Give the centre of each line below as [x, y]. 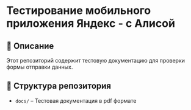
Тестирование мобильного [79, 11]
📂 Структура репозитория [59, 86]
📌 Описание [30, 46]
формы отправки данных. [40, 67]
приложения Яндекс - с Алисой [91, 23]
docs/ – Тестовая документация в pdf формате [76, 100]
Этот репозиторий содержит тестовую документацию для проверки [95, 60]
